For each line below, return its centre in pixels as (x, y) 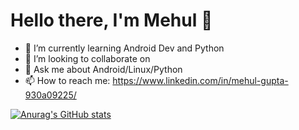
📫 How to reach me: (67, 80)
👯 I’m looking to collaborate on (87, 58)
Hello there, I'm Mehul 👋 (111, 20)
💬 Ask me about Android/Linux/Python (103, 69)
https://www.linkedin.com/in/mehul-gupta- (200, 80)
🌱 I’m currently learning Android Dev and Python (124, 48)
